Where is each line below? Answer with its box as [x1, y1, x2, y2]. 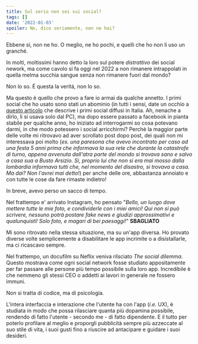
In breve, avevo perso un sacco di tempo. [6, 187, 107, 195]
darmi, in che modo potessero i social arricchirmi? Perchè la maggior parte [6, 126, 188, 133]
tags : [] [6, 14, 28, 20]
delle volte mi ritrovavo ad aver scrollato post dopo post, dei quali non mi [6, 132, 183, 139]
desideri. [6, 332, 28, 339]
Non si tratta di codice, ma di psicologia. [6, 290, 105, 297]
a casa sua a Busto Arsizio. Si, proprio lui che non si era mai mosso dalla [6, 157, 184, 164]
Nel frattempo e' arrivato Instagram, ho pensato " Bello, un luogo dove [6, 199, 176, 206]
